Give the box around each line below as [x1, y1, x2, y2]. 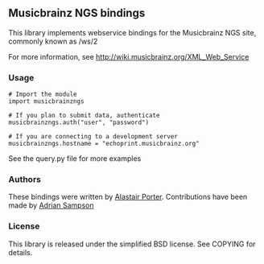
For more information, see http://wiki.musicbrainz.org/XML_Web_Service [8, 52, 250, 61]
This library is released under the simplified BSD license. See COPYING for [8, 239, 256, 249]
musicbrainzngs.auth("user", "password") [8, 118, 150, 127]
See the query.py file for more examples [8, 154, 142, 163]
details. [8, 247, 33, 257]
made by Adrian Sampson [8, 200, 94, 210]
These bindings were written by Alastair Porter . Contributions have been [8, 192, 248, 202]
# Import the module [8, 90, 78, 99]
